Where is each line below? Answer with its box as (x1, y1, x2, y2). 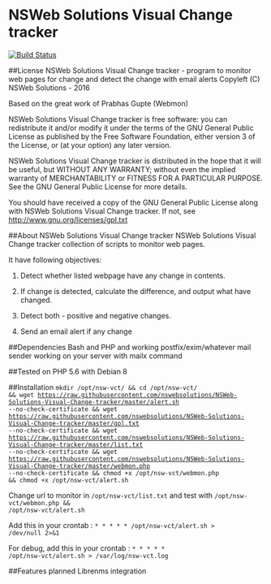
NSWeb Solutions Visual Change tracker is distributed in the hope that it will (8, 156, 262, 166)
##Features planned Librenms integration (8, 566, 147, 576)
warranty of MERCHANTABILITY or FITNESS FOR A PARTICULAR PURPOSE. (8, 173, 264, 183)
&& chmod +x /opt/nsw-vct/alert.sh (8, 476, 129, 484)
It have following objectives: (8, 254, 102, 265)
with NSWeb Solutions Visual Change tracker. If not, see (8, 205, 196, 216)
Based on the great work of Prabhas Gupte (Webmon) (8, 98, 189, 108)
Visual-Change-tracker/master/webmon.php (8, 461, 151, 470)
